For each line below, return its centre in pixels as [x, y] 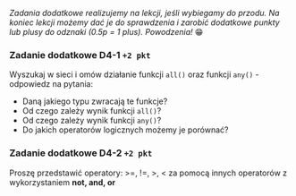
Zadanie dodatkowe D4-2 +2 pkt [81, 153]
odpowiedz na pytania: [51, 84]
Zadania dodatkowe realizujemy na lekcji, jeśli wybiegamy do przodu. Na [144, 13]
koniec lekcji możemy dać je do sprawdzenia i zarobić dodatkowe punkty [144, 22]
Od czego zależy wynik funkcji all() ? [92, 111]
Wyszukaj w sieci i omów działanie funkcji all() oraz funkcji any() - [134, 74]
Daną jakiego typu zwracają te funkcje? [95, 101]
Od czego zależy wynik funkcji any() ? [92, 121]
